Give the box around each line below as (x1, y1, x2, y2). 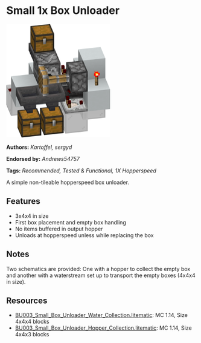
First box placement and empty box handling (14, 218, 127, 226)
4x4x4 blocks (14, 318, 49, 325)
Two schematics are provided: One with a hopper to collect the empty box (6, 265, 191, 272)
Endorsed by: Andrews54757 (6, 155, 80, 162)
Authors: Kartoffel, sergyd (6, 143, 72, 151)
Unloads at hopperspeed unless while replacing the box (14, 231, 154, 239)
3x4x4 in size (14, 212, 49, 220)
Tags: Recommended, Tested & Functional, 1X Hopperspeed (6, 167, 157, 174)
